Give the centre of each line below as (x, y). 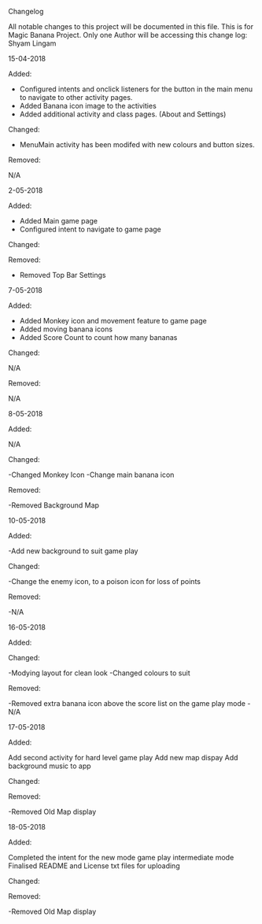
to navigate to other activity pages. (76, 97)
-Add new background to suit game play (73, 551)
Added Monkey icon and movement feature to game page (113, 321)
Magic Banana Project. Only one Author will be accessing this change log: (128, 35)
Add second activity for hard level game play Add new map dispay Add (123, 758)
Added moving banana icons (66, 329)
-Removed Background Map (54, 505)
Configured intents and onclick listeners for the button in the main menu (136, 89)
